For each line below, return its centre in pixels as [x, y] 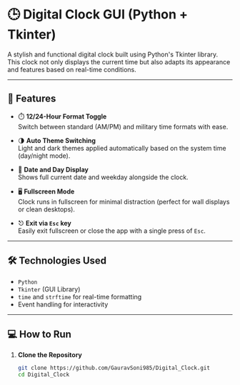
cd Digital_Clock [44, 375]
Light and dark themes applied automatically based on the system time [122, 148]
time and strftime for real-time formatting [80, 296]
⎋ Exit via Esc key [44, 223]
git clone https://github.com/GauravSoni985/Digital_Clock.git [114, 368]
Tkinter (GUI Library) [49, 289]
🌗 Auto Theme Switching [57, 140]
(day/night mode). [44, 156]
